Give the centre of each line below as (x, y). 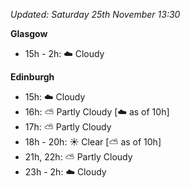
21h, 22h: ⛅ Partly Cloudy (78, 157)
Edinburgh (32, 77)
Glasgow (29, 33)
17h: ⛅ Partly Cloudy (68, 127)
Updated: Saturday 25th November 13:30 (95, 14)
